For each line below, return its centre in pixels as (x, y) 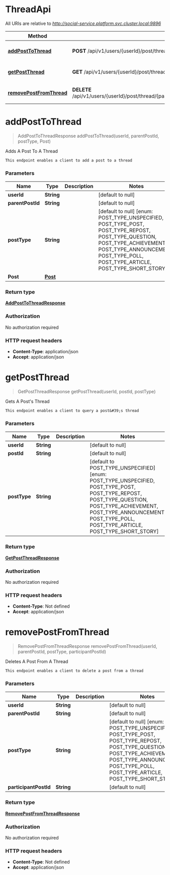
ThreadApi (28, 9)
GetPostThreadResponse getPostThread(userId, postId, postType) (87, 392)
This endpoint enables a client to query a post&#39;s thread (72, 411)
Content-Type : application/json (45, 352)
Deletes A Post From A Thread (37, 662)
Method (37, 36)
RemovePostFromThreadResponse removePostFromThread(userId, (87, 646)
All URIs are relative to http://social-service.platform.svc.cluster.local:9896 (83, 23)
